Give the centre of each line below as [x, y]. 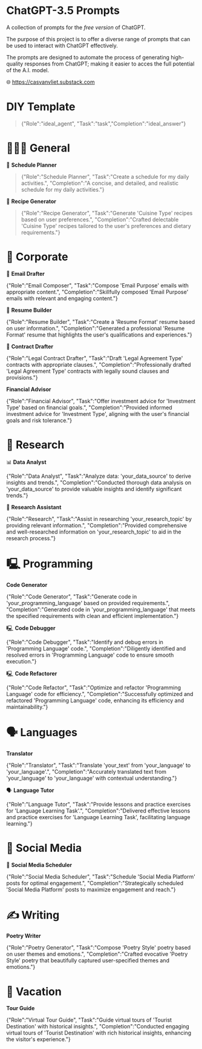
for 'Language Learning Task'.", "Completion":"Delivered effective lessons [98, 811]
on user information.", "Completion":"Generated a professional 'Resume [96, 328]
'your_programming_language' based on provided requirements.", [88, 603]
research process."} [31, 538]
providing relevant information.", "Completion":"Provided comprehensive [97, 525]
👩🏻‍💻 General [38, 148]
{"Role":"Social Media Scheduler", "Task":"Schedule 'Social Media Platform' [101, 876]
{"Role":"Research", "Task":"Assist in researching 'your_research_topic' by [99, 518]
